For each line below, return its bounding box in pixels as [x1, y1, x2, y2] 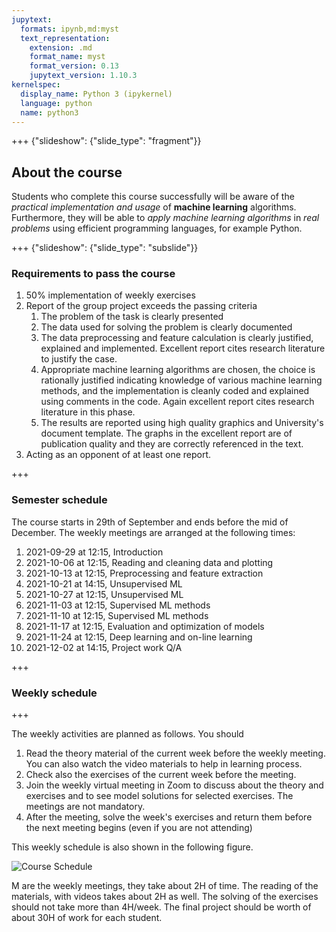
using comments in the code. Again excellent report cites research [40, 396, 315, 408]
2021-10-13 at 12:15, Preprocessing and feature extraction [25, 567, 264, 579]
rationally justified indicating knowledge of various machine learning [40, 374, 323, 386]
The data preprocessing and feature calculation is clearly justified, [40, 332, 314, 344]
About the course [11, 164, 123, 181]
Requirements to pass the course [11, 267, 176, 281]
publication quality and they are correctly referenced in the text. [40, 438, 304, 450]
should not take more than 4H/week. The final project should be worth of [11, 901, 312, 913]
